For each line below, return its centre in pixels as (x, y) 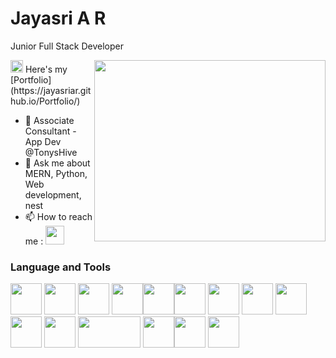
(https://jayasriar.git (51, 90)
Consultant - (50, 131)
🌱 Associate (49, 120)
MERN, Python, (56, 173)
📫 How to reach (58, 216)
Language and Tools (61, 267)
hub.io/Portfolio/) (45, 101)
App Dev (43, 141)
